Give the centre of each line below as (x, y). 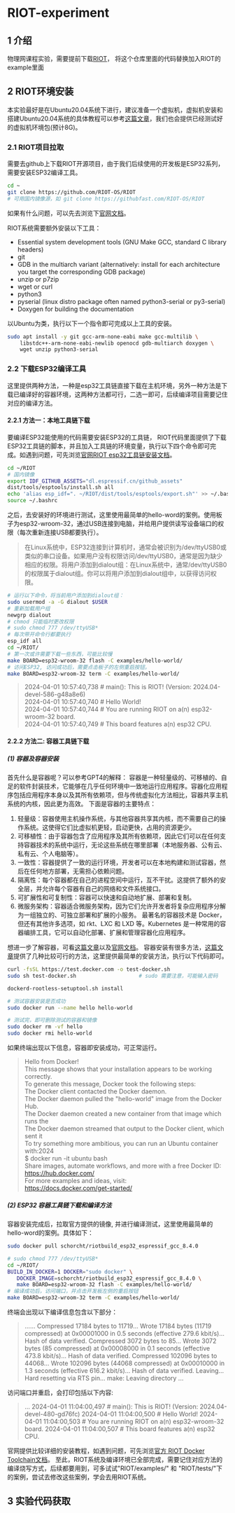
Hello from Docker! (51, 1062)
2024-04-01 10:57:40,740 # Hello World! (83, 702)
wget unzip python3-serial (59, 350)
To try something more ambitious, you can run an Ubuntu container (121, 1144)
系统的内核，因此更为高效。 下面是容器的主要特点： (81, 804)
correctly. (38, 1077)
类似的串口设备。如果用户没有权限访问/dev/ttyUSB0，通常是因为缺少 (123, 556)
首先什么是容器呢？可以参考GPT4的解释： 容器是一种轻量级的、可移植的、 (114, 778)
